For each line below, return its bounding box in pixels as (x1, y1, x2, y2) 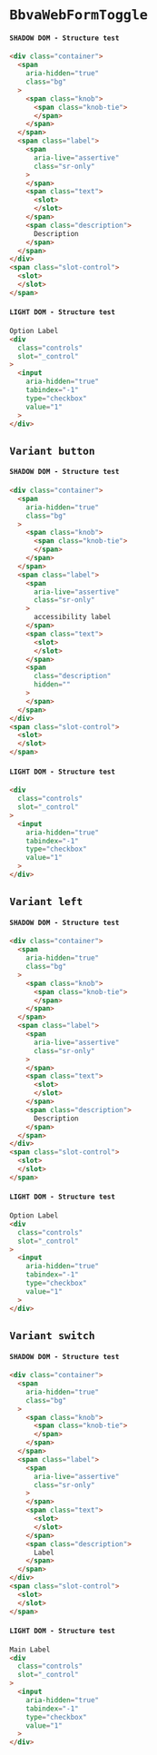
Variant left (9, 895, 83, 909)
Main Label (9, 1645, 51, 1654)
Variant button (9, 444, 95, 458)
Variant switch (9, 1328, 95, 1342)
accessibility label (33, 613, 112, 622)
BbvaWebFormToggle (9, 6, 148, 24)
